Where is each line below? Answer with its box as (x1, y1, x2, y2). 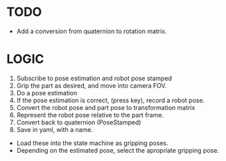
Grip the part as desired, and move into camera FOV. (16, 81, 167, 90)
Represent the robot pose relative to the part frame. (16, 111, 164, 119)
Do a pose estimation (16, 88, 78, 97)
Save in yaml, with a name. (16, 125, 94, 133)
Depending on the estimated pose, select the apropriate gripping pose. (16, 146, 220, 154)
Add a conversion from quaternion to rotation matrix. (16, 27, 167, 35)
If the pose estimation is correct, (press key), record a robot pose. (16, 96, 205, 104)
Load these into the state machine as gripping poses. (16, 139, 168, 147)
